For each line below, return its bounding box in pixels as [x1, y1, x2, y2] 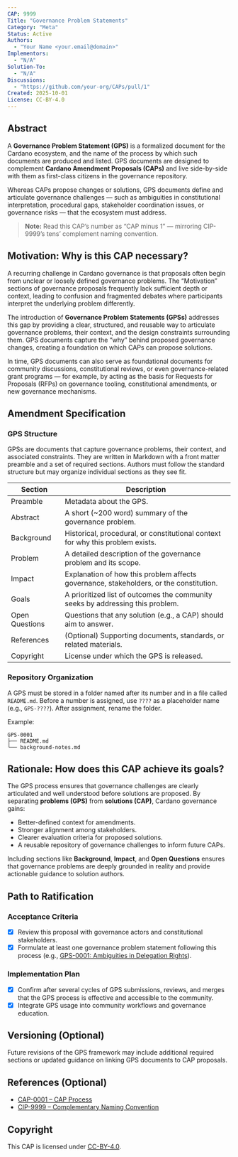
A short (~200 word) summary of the [64, 508, 188, 518]
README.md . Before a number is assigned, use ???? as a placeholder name [7, 696, 220, 704]
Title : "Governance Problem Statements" [7, 17, 129, 24]
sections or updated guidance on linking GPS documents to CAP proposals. [7, 1056, 228, 1065]
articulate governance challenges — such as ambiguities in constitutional [7, 193, 221, 201]
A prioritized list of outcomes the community [64, 590, 212, 600]
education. [17, 1008, 50, 1017]
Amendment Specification [7, 408, 126, 420]
